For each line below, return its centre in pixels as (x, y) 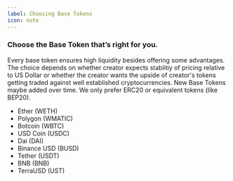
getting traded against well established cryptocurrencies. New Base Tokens (116, 82)
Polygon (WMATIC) (45, 118)
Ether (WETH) (38, 111)
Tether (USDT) (38, 156)
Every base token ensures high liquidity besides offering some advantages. (116, 60)
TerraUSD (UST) (41, 170)
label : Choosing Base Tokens (50, 14)
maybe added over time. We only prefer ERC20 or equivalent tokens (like (113, 90)
